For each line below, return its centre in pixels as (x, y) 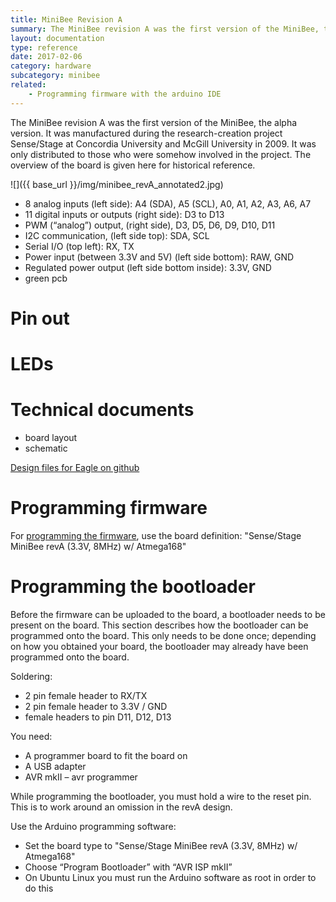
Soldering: (31, 676)
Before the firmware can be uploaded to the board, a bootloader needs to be (168, 614)
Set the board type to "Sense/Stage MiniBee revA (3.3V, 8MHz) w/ (161, 845)
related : (28, 85)
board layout (51, 437)
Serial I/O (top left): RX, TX (79, 246)
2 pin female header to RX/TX (86, 695)
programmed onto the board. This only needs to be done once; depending (163, 635)
